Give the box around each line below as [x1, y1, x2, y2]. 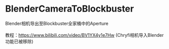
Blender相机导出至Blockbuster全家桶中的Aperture [5, 20, 109, 26]
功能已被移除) [5, 38, 34, 44]
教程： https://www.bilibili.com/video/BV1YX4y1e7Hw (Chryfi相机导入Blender [5, 32, 164, 38]
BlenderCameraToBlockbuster [5, 3, 134, 15]
